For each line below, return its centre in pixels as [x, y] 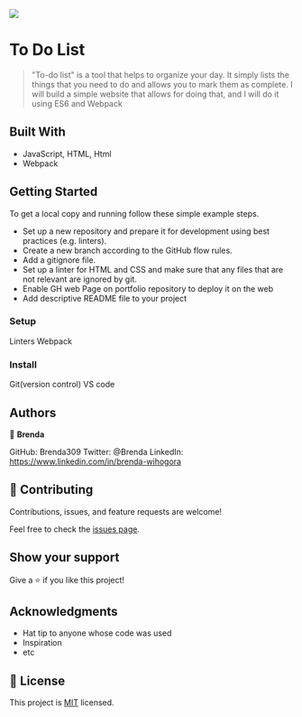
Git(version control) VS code [62, 385]
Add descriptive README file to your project [105, 298]
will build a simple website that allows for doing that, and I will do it [155, 94]
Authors [33, 412]
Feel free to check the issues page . [74, 529]
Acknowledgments [64, 611]
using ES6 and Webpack [77, 103]
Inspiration [42, 643]
